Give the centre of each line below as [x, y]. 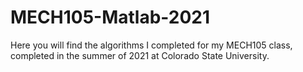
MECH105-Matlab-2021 [110, 17]
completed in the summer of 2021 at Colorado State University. [140, 55]
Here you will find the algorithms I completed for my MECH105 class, [151, 45]
